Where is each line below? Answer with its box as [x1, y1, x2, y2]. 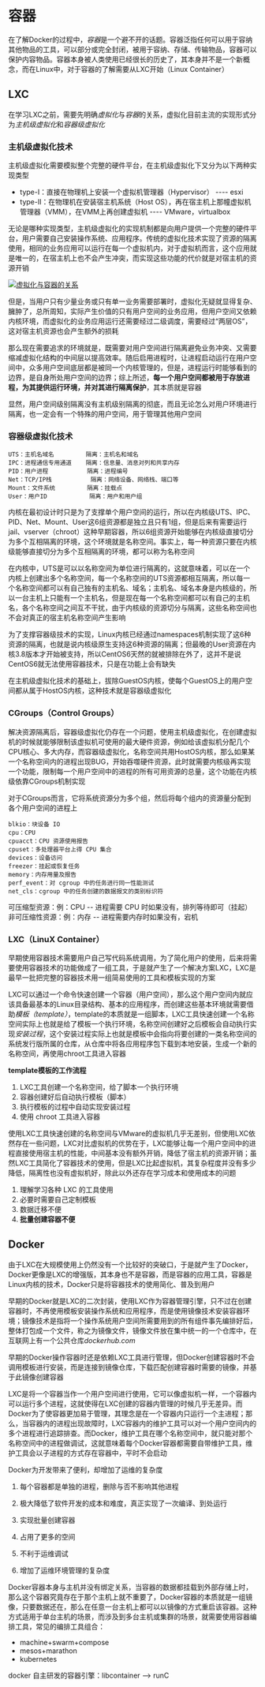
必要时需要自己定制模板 [19, 1195, 96, 1204]
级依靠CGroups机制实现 [8, 776, 86, 786]
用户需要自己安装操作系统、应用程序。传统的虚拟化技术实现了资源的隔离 [21, 234, 257, 243]
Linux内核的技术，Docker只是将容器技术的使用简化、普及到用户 [8, 1279, 215, 1289]
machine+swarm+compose [19, 1637, 110, 1647]
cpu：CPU [8, 829, 35, 836]
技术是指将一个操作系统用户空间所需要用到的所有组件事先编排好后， [35, 1315, 257, 1326]
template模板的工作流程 [8, 1065, 87, 1075]
